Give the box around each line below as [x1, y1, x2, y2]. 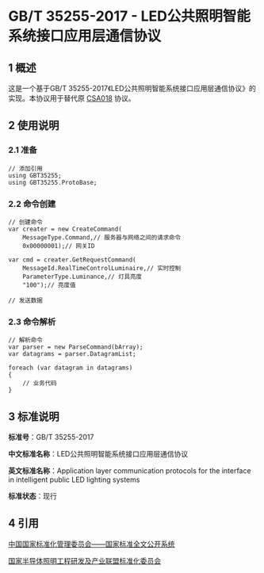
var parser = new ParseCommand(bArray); [8, 343, 144, 351]
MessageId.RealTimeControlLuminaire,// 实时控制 [22, 264, 182, 272]
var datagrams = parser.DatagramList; [8, 350, 136, 358]
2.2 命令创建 [8, 198, 56, 209]
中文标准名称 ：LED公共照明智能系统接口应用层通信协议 [8, 449, 189, 459]
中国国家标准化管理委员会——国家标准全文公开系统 [8, 539, 175, 548]
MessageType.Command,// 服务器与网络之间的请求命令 [22, 233, 181, 242]
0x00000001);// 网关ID [22, 242, 95, 250]
